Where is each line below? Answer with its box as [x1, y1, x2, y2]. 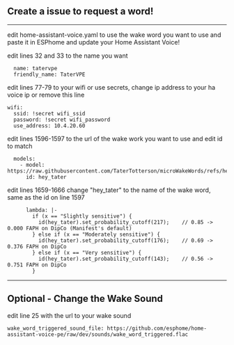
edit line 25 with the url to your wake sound [7, 311, 132, 319]
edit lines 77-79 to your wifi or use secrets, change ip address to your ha [7, 83, 216, 91]
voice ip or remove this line [7, 90, 85, 99]
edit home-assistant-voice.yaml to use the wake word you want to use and [7, 31, 221, 39]
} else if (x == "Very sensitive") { [32, 249, 141, 256]
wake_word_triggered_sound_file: [7, 325, 104, 332]
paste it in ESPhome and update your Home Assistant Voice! [7, 38, 180, 46]
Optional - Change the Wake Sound [7, 293, 164, 305]
